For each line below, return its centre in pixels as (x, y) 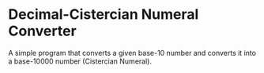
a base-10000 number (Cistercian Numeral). (80, 61)
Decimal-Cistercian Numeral (104, 15)
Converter (42, 31)
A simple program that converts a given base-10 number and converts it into (132, 53)
